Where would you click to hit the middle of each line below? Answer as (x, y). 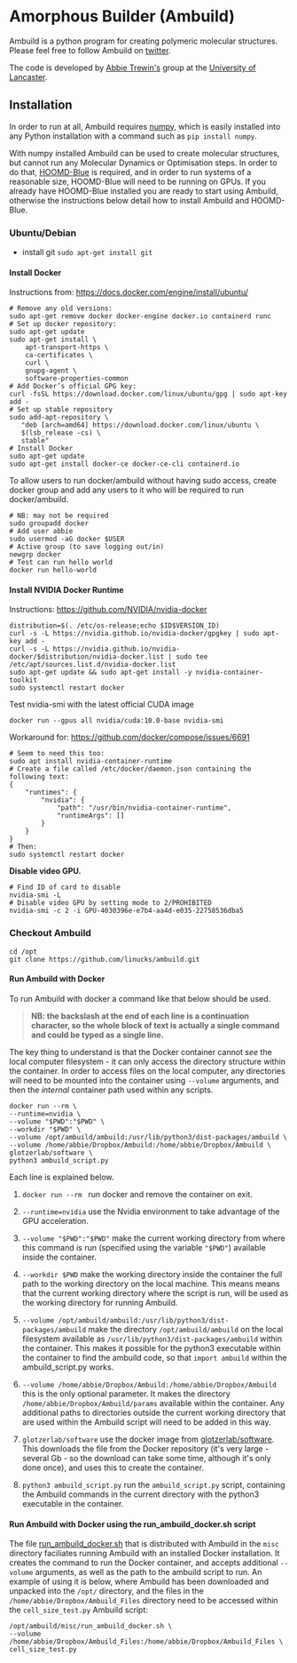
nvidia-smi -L (35, 895)
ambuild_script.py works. (68, 1367)
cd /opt (23, 951)
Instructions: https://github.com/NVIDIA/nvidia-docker (108, 610)
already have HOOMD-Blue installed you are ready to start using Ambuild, (144, 191)
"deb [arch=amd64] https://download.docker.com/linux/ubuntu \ (140, 425)
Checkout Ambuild (50, 933)
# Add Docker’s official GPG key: (73, 387)
